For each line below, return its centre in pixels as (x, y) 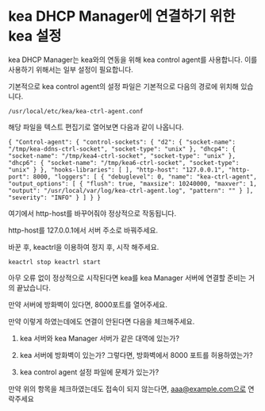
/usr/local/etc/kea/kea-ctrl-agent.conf (76, 111)
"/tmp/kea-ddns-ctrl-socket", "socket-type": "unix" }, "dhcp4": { (122, 149)
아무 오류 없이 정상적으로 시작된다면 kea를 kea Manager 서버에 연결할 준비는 (127, 278)
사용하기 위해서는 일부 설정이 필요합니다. (71, 69)
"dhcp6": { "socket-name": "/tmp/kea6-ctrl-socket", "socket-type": (124, 163)
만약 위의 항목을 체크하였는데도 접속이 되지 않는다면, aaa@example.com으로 (127, 389)
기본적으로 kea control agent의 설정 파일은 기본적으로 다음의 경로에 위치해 (124, 86)
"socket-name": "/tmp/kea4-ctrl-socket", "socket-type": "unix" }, (122, 156)
